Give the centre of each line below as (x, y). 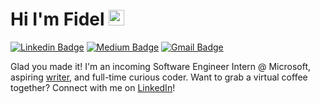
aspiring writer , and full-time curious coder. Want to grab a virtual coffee (159, 77)
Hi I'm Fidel (57, 19)
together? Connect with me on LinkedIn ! (93, 87)
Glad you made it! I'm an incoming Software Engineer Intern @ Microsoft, (161, 66)
